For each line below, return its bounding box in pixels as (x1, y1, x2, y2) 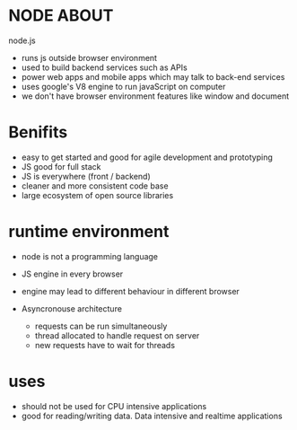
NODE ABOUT (8, 5, 114, 26)
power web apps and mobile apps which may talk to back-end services (21, 71, 285, 82)
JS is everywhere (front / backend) (21, 171, 152, 181)
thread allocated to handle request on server (34, 329, 200, 341)
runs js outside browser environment (21, 52, 158, 63)
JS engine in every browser (21, 268, 124, 279)
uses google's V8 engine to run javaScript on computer (21, 81, 226, 92)
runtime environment (8, 222, 170, 242)
